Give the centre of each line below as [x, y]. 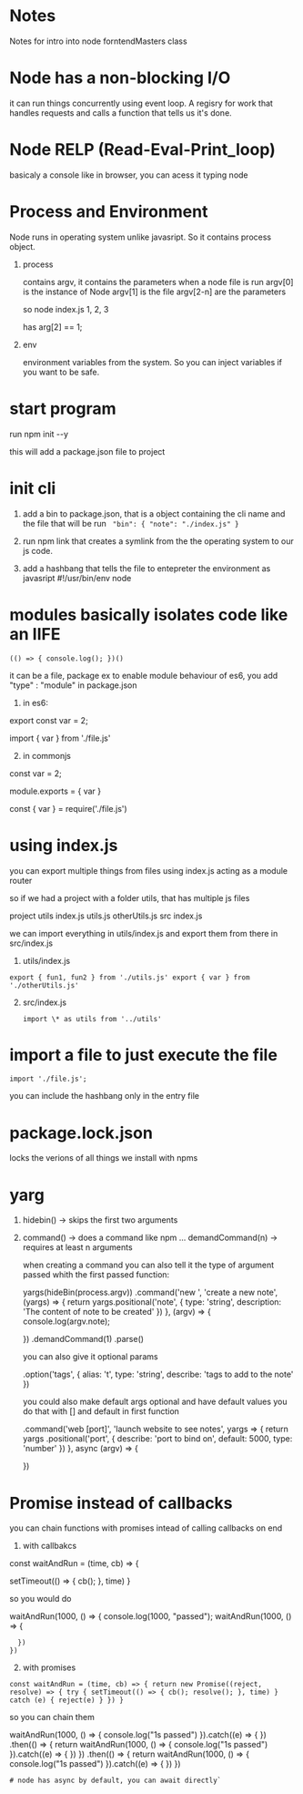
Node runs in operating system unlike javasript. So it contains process [140, 237]
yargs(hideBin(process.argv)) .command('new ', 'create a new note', [150, 1292]
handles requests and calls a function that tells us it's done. [121, 113]
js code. [37, 550]
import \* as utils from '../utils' [92, 1019]
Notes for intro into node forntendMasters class [99, 41]
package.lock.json [81, 1133]
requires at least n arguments [78, 1247]
